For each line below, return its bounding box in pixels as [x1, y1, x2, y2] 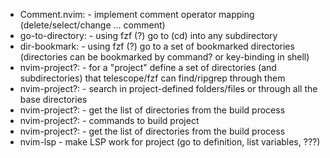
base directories [19, 94, 88, 105]
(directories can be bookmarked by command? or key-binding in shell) [19, 51, 310, 63]
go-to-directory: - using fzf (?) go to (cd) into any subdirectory [19, 30, 278, 41]
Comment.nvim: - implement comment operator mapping [19, 9, 255, 20]
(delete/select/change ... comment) [19, 19, 166, 31]
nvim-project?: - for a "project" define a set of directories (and [19, 62, 277, 73]
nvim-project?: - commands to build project [19, 115, 200, 126]
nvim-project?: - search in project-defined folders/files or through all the [19, 83, 318, 94]
